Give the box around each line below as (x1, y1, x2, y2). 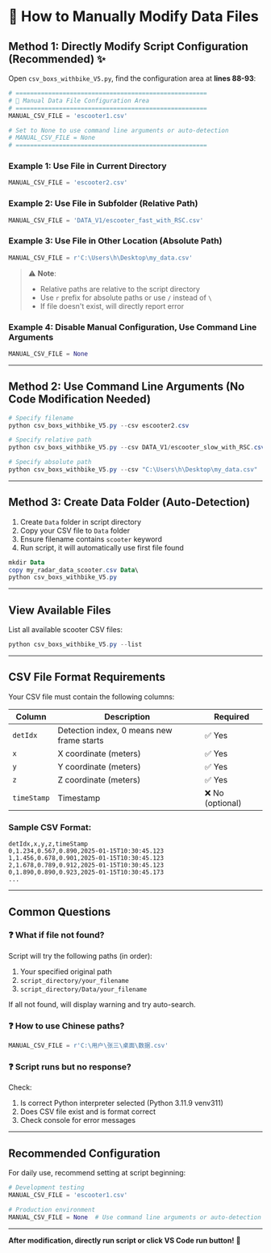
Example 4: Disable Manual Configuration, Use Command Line (8, 321, 257, 332)
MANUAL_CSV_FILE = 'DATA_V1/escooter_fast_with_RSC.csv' (8, 216, 204, 225)
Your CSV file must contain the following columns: (8, 691, 175, 702)
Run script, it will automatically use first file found (19, 542, 184, 552)
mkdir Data (8, 558, 45, 567)
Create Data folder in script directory (19, 517, 142, 526)
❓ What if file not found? (8, 930, 105, 941)
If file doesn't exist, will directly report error (40, 301, 184, 310)
